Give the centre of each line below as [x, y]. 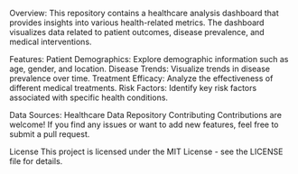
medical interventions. [51, 41]
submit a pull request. [50, 134]
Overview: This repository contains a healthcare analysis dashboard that [144, 13]
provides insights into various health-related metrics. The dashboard [137, 23]
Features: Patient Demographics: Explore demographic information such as [149, 59]
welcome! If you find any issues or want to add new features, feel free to [144, 124]
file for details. [36, 161]
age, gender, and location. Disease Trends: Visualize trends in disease [140, 69]
